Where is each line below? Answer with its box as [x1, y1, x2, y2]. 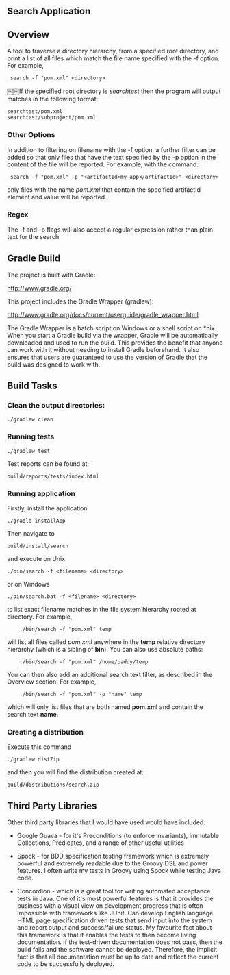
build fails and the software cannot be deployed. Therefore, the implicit [16, 946, 218, 953]
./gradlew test [7, 447, 51, 454]
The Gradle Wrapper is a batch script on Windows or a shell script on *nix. [7, 323, 217, 332]
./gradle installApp [7, 517, 66, 524]
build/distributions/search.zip [7, 781, 99, 789]
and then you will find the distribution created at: [7, 768, 144, 776]
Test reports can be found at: [7, 459, 90, 468]
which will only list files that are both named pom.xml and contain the [7, 702, 203, 711]
